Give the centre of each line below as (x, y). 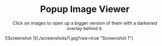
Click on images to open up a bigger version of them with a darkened (85, 23)
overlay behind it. (85, 28)
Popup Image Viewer (85, 9)
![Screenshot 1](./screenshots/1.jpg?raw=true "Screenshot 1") (69, 38)
